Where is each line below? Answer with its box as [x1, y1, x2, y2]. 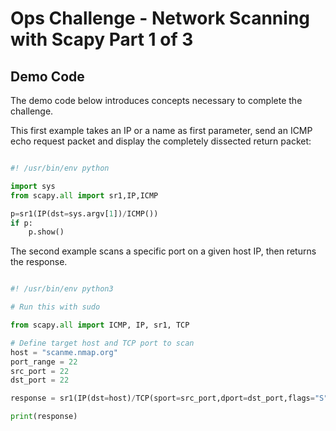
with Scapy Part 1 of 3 [10, 28, 194, 51]
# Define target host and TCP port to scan [10, 338, 195, 348]
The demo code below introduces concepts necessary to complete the [10, 95, 303, 106]
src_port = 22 [10, 366, 70, 376]
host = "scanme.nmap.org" [10, 347, 118, 357]
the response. [10, 256, 68, 268]
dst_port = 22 [10, 375, 70, 386]
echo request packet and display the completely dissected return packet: [10, 135, 312, 147]
